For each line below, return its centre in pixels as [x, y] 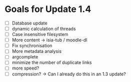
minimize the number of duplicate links [52, 62]
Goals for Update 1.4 [48, 9]
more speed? [25, 68]
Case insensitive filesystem [40, 34]
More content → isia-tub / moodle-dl [49, 40]
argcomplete [25, 57]
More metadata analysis [37, 51]
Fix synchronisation [32, 45]
